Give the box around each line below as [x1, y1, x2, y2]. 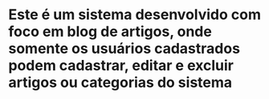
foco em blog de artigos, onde [8, 22, 213, 41]
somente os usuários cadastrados [8, 40, 241, 57]
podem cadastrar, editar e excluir [8, 57, 234, 75]
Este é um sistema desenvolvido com [8, 6, 261, 24]
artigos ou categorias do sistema [8, 73, 233, 92]
